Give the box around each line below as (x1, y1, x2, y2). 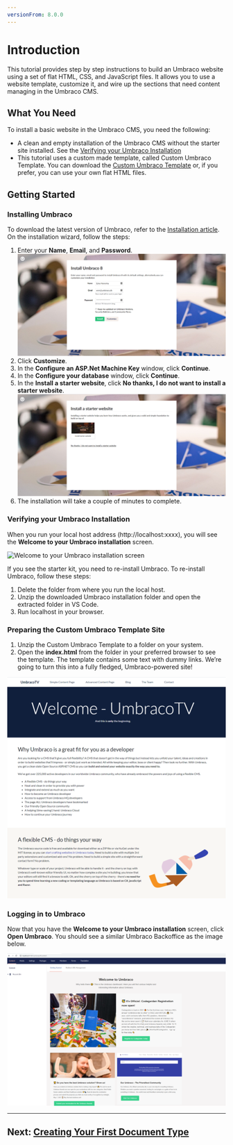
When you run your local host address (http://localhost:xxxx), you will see (7, 530, 218, 538)
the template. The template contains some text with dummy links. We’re (17, 655, 222, 663)
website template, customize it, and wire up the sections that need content (7, 80, 221, 88)
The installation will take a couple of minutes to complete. (17, 497, 182, 505)
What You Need (7, 107, 76, 119)
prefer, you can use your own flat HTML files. (17, 169, 147, 177)
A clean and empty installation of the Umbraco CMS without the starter (17, 139, 221, 147)
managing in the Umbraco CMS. (7, 87, 99, 95)
